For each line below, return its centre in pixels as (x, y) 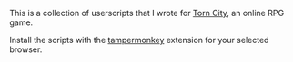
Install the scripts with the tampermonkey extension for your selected (139, 40)
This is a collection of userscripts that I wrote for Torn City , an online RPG (147, 13)
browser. (26, 49)
